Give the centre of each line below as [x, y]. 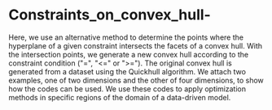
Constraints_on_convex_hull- [110, 15]
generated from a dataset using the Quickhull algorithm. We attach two [127, 71]
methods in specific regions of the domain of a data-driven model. [120, 97]
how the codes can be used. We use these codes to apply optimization [127, 89]
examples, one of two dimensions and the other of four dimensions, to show [136, 80]
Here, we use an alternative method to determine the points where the [126, 37]
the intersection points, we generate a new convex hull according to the [129, 54]
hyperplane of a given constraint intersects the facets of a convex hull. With [136, 45]
